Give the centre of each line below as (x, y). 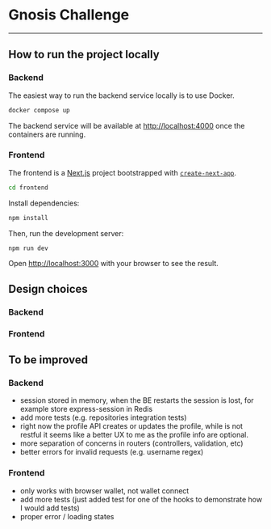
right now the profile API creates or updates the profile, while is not (131, 426)
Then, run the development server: (66, 233)
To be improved (48, 360)
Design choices (48, 289)
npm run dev (28, 248)
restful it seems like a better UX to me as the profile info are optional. (134, 435)
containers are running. (47, 134)
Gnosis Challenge (69, 15)
